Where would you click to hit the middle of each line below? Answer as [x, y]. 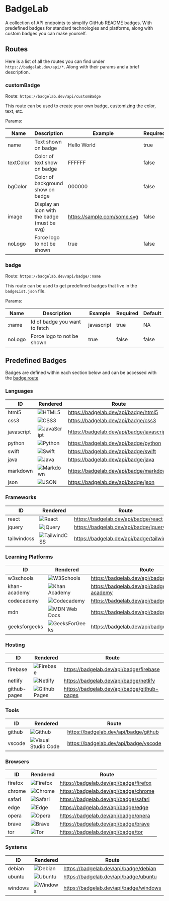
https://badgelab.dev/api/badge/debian [110, 869]
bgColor [17, 187]
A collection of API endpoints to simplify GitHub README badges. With [78, 23]
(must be [45, 223]
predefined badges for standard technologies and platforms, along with [79, 28]
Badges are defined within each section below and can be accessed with [81, 372]
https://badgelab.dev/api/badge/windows [112, 888]
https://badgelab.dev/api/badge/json [111, 482]
